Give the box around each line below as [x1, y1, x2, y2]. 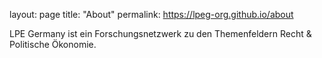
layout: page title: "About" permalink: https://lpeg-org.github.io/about [9, 9, 294, 20]
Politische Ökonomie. [9, 39, 97, 50]
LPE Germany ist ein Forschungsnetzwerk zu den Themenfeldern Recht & [9, 28, 312, 39]
